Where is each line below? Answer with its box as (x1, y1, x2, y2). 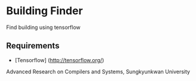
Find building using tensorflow (6, 24, 81, 31)
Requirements (6, 41, 60, 51)
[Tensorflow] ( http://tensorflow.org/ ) (14, 56, 104, 63)
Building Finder (6, 4, 83, 18)
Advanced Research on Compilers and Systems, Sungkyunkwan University (6, 68, 191, 75)
